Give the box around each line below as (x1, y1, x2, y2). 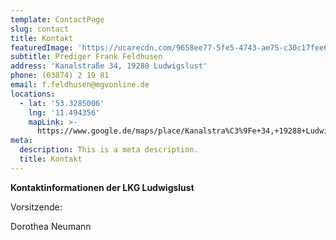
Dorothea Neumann (10, 220, 92, 232)
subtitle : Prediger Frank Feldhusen (10, 52, 163, 62)
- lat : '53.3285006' (19, 98, 105, 108)
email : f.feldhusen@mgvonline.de (10, 80, 150, 90)
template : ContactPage (10, 14, 105, 25)
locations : (10, 89, 56, 99)
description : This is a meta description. (19, 145, 199, 155)
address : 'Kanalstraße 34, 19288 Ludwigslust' (10, 61, 208, 71)
